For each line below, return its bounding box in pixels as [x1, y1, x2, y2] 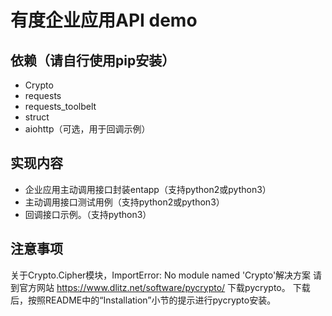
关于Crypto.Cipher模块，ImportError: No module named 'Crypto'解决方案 [10, 269, 312, 281]
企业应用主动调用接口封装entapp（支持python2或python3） [24, 183, 272, 195]
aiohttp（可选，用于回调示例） [24, 123, 151, 135]
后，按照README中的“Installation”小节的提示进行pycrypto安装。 [10, 294, 277, 306]
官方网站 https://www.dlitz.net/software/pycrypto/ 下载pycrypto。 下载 [18, 281, 311, 293]
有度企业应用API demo [10, 9, 198, 32]
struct [24, 111, 50, 123]
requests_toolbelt [24, 101, 97, 112]
